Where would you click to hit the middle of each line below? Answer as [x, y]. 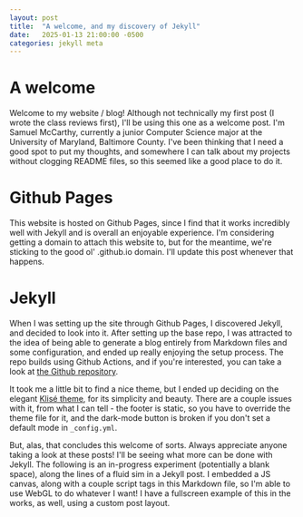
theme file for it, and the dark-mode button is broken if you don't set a [140, 418]
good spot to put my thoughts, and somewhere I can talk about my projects [150, 151]
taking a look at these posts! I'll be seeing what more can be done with [142, 455]
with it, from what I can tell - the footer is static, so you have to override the [150, 408]
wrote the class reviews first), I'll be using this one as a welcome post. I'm [147, 122]
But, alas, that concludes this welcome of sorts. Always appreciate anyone [148, 445]
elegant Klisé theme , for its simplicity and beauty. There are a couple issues [151, 399]
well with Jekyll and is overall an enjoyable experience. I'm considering [142, 233]
